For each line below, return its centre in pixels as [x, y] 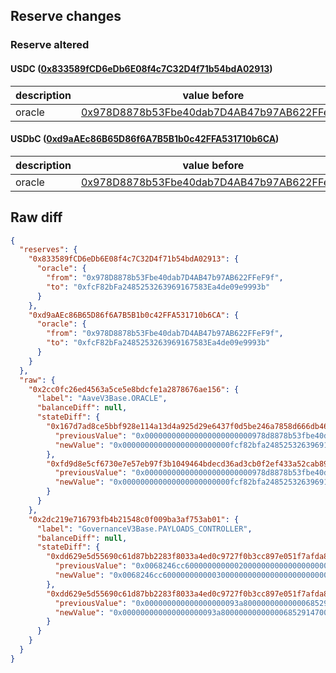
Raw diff [36, 217]
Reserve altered [50, 45]
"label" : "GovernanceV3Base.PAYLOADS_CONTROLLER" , [144, 529]
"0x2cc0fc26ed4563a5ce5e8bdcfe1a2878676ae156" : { [134, 389]
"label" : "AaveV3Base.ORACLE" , [102, 399]
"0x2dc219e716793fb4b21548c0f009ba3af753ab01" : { [134, 519]
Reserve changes [66, 16]
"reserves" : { [48, 250]
